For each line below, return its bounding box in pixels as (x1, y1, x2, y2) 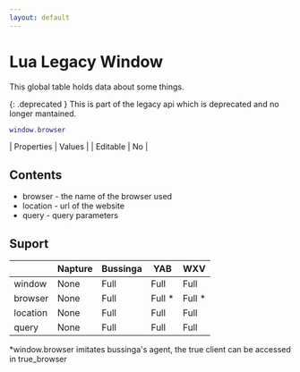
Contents (9, 167, 63, 182)
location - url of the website (21, 200, 125, 211)
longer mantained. (9, 108, 77, 119)
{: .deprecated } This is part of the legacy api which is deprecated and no (9, 98, 279, 109)
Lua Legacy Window (9, 51, 164, 72)
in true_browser (9, 354, 67, 365)
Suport (9, 236, 49, 251)
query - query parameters (21, 210, 119, 221)
